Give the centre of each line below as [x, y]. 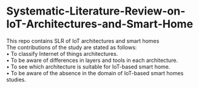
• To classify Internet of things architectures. [62, 53]
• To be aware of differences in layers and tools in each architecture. [92, 60]
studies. [16, 80]
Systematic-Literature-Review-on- [96, 11]
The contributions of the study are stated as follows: [72, 47]
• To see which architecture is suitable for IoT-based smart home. [88, 66]
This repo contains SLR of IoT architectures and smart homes [83, 41]
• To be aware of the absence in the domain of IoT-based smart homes [95, 73]
